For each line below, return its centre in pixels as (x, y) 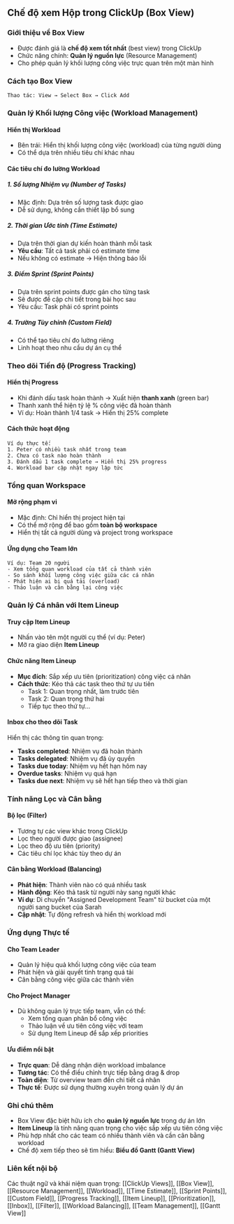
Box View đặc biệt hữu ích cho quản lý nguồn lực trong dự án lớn (111, 1120)
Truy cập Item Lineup (39, 622)
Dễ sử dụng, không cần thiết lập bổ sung (76, 210)
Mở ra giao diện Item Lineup (58, 645)
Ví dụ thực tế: (29, 443)
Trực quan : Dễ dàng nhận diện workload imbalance (92, 1065)
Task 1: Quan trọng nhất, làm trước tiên (83, 691)
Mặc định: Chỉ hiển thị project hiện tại (71, 518)
